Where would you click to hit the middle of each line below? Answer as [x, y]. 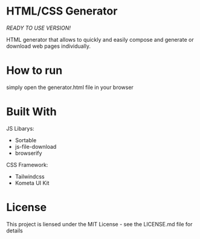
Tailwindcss [30, 176]
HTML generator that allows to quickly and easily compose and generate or [100, 39]
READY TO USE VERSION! [39, 28]
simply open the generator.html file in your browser [70, 87]
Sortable [26, 140]
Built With [31, 112]
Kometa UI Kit [32, 183]
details [15, 231]
